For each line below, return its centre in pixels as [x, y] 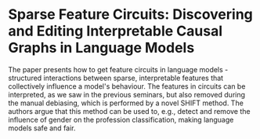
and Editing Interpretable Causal [116, 31]
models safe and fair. [42, 128]
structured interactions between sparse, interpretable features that [116, 78]
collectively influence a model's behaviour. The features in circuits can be [127, 86]
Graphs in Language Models [101, 48]
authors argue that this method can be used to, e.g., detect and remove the [129, 111]
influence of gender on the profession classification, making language [121, 119]
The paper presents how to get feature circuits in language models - [118, 69]
